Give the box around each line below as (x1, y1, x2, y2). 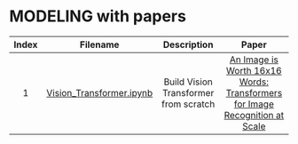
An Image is (229, 53, 279, 66)
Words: (239, 76, 269, 88)
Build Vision (163, 76, 213, 88)
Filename (79, 38, 120, 51)
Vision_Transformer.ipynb (46, 86, 153, 99)
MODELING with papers (9, 6, 186, 27)
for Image (233, 98, 275, 110)
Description (162, 38, 214, 51)
